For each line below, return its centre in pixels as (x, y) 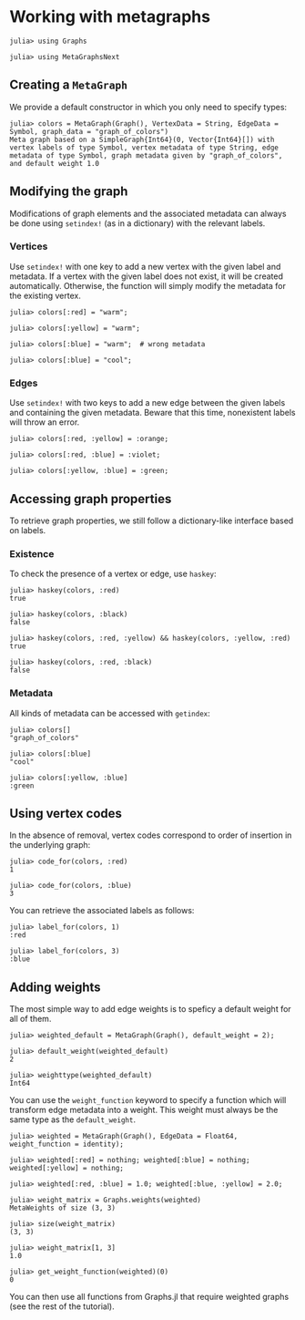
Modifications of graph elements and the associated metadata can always (148, 213)
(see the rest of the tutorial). (62, 1306)
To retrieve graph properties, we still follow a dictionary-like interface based (152, 521)
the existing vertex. (46, 295)
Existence (32, 553)
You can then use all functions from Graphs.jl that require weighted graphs (149, 1297)
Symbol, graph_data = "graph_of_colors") (89, 131)
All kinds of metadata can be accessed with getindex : (110, 713)
